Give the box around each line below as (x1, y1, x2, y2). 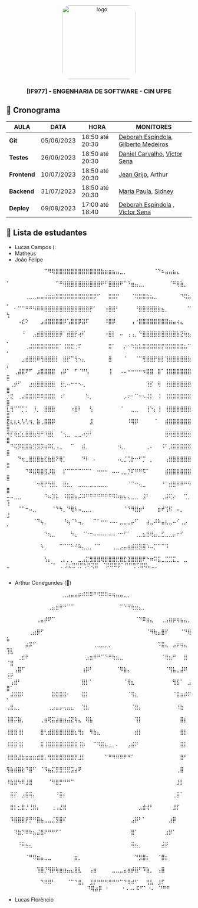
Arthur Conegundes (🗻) (14, 579, 72, 586)
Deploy (9, 204, 29, 212)
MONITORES (136, 122, 172, 131)
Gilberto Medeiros (118, 140, 169, 148)
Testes (9, 153, 29, 161)
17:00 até (81, 200, 109, 208)
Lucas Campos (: (14, 243, 57, 250)
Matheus (14, 250, 37, 257)
